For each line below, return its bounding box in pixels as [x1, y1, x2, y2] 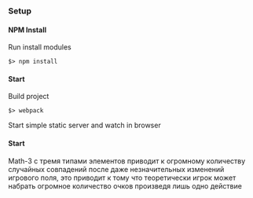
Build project [8, 92, 49, 101]
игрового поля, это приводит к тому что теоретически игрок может [8, 173, 236, 182]
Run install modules [8, 42, 72, 52]
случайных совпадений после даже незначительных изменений [8, 164, 225, 174]
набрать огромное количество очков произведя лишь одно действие [8, 181, 242, 190]
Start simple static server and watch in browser [8, 120, 161, 130]
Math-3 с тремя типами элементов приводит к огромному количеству [8, 156, 246, 166]
